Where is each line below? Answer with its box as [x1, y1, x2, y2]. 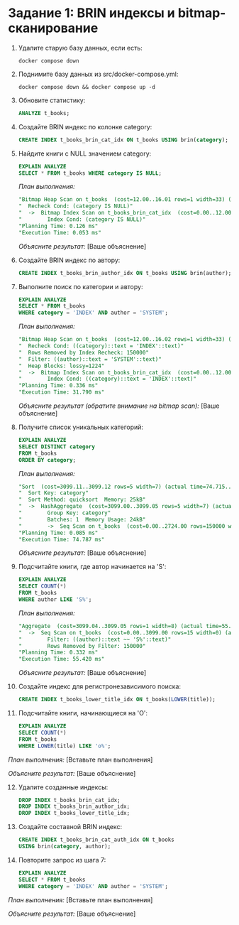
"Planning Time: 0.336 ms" [18, 382, 99, 389]
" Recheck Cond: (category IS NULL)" [18, 202, 133, 210]
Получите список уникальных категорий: [18, 423, 144, 431]
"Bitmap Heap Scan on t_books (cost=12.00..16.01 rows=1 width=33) [18, 196, 226, 203]
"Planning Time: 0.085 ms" [18, 529, 99, 536]
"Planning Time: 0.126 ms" [18, 222, 99, 229]
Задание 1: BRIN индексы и [8, 5, 176, 21]
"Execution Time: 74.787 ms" [18, 536, 105, 543]
